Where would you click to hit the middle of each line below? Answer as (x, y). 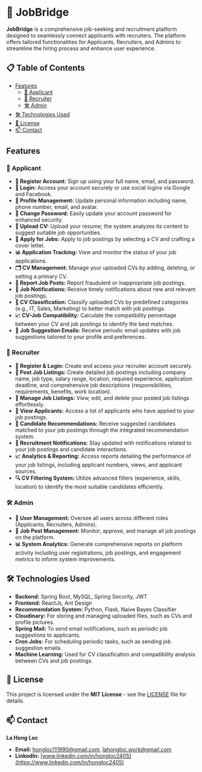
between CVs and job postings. (54, 660)
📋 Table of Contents (46, 68)
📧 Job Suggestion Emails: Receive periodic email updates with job (98, 330)
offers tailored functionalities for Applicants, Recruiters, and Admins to (93, 42)
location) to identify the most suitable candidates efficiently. (89, 486)
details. (15, 701)
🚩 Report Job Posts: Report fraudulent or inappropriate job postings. (100, 283)
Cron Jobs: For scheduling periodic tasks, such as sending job (93, 641)
